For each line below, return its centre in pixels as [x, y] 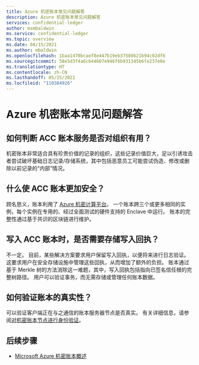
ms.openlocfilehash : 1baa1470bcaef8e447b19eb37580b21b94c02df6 [86, 56]
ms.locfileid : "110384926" [39, 84]
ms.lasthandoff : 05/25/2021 [41, 78]
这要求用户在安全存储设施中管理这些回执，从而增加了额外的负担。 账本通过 [98, 262]
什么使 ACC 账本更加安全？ [55, 189]
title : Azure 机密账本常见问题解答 [45, 12]
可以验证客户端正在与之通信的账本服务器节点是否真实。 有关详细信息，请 [95, 313]
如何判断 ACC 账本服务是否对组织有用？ [79, 138]
